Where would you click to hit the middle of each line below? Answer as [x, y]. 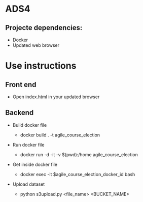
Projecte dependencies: [44, 28]
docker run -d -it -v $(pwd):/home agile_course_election [79, 154]
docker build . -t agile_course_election [60, 135]
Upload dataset [29, 184]
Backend [20, 113]
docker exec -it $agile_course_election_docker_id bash [78, 174]
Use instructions [41, 66]
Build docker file [30, 125]
